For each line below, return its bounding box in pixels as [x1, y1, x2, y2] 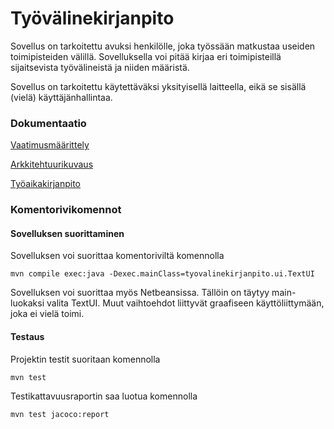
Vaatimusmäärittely [10, 139, 90, 151]
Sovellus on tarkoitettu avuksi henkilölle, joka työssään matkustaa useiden [10, 40, 316, 52]
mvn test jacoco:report [10, 409, 110, 419]
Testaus [10, 330, 45, 342]
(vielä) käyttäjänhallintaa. [10, 91, 113, 103]
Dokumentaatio [10, 116, 87, 130]
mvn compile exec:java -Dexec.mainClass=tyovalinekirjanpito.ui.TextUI [10, 269, 315, 279]
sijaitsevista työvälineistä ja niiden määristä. [10, 61, 190, 73]
